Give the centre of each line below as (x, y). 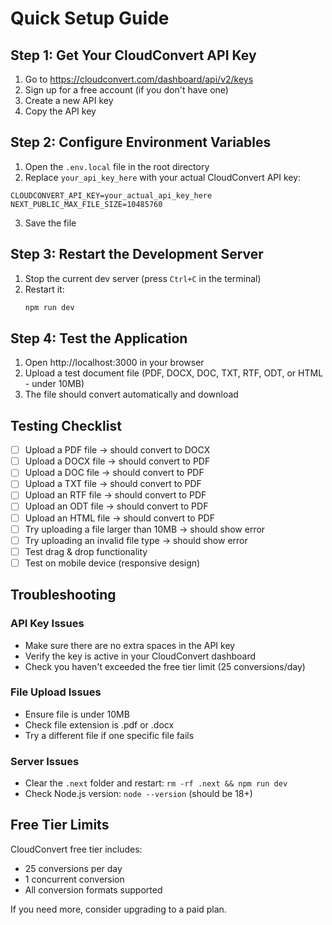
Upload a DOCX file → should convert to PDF (117, 461)
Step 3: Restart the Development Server (137, 254)
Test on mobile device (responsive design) (112, 563)
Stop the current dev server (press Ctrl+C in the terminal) (143, 278)
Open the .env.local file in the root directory (117, 166)
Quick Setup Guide (90, 18)
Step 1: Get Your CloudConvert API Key (133, 55)
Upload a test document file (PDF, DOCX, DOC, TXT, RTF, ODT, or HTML (174, 373)
